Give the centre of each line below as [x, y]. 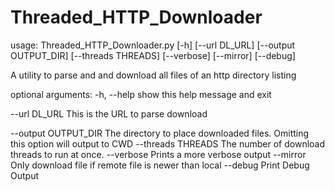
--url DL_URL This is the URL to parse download [109, 113]
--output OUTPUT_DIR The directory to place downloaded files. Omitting [160, 133]
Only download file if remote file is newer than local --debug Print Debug [160, 165]
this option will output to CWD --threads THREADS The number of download [168, 143]
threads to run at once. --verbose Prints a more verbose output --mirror [158, 154]
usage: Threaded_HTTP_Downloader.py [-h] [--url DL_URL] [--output [153, 45]
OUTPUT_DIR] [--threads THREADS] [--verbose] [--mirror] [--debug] [153, 55]
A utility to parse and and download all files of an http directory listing [153, 75]
